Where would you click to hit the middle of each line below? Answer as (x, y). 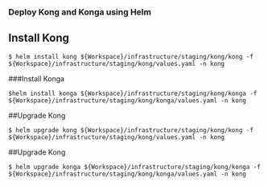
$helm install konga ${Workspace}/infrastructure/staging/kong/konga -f (133, 93)
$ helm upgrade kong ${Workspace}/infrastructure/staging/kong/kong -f (131, 130)
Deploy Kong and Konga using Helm (80, 12)
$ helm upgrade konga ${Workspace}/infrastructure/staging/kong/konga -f (135, 167)
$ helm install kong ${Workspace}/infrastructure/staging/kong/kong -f (131, 56)
